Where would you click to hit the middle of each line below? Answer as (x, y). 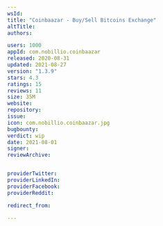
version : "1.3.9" (32, 71)
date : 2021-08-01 (32, 142)
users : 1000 (24, 46)
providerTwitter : (32, 174)
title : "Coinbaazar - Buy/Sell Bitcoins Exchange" (82, 20)
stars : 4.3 (23, 78)
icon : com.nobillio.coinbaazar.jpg (59, 123)
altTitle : (22, 26)
